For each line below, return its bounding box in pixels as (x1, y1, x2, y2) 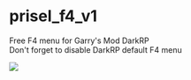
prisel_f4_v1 (9, 6, 97, 26)
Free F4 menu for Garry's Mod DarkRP (9, 35, 150, 46)
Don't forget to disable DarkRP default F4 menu (9, 44, 183, 55)
